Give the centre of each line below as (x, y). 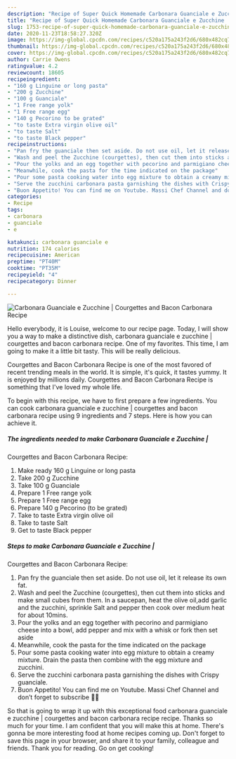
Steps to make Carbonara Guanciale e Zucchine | (81, 546)
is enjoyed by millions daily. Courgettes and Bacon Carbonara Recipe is (110, 379)
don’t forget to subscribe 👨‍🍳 (58, 697)
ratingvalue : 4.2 (33, 66)
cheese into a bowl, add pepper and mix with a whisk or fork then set (117, 630)
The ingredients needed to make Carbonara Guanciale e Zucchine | (108, 439)
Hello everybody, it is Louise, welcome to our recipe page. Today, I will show (118, 328)
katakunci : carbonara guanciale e (58, 242)
